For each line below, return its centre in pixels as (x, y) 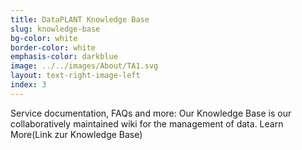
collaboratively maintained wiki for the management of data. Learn (147, 123)
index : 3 (28, 85)
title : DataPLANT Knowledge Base (80, 19)
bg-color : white (44, 38)
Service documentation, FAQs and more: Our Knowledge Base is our (151, 113)
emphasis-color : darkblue (64, 57)
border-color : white (53, 47)
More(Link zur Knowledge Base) (76, 134)
